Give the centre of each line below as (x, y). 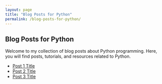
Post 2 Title (24, 71)
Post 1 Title (24, 66)
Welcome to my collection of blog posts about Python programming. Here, (81, 51)
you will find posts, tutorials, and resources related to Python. (68, 56)
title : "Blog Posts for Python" (39, 14)
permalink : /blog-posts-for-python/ (43, 19)
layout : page (19, 10)
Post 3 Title (24, 77)
